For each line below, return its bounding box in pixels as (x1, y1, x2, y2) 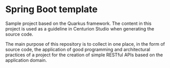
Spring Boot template (5, 4, 98, 15)
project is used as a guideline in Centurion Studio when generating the (5, 25, 155, 31)
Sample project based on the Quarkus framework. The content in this (5, 20, 152, 26)
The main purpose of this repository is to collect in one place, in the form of (5, 41, 165, 47)
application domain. (5, 57, 47, 63)
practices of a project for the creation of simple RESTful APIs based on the (5, 52, 163, 58)
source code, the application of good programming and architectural (5, 46, 150, 52)
